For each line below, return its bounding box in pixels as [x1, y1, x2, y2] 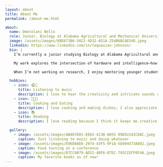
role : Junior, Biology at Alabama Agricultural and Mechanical [9, 34, 140, 39]
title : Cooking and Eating [17, 100, 73, 106]
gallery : [9, 128, 27, 133]
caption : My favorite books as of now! [17, 155, 98, 160]
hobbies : [9, 78, 27, 83]
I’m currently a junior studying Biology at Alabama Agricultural [14, 52, 151, 57]
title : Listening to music [17, 87, 73, 92]
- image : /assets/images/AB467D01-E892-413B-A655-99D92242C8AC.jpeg [14, 132, 155, 137]
